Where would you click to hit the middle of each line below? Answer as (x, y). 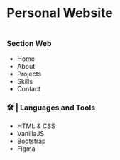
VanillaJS (30, 133)
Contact (28, 89)
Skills (25, 81)
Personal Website (60, 13)
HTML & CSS (36, 126)
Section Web (29, 43)
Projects (29, 74)
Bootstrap (31, 141)
